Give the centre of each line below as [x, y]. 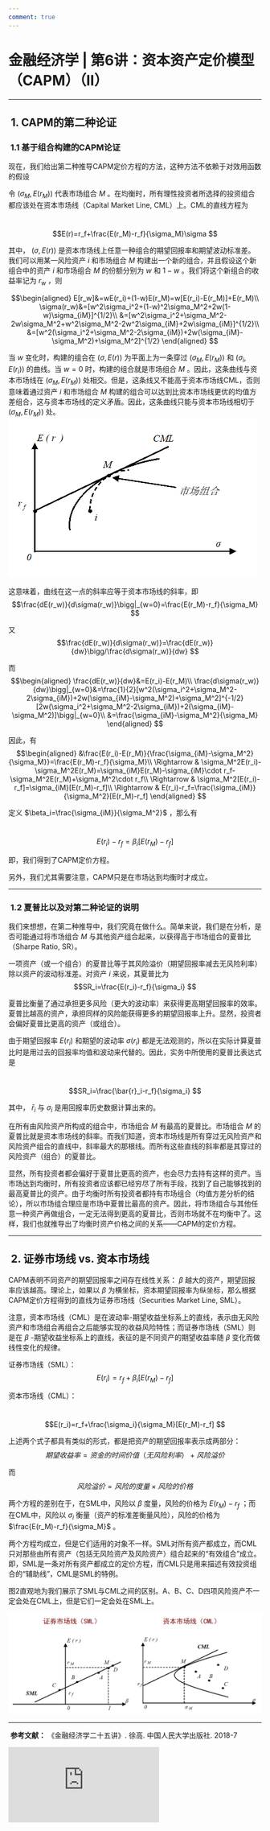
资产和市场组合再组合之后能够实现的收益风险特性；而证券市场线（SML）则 [132, 1327]
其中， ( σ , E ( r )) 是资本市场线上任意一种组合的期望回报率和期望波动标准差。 [132, 250]
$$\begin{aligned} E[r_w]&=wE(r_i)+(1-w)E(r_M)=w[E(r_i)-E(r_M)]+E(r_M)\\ [135, 298]
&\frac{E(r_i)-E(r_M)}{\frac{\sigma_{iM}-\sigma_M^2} [166, 753]
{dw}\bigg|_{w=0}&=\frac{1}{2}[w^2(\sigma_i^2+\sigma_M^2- [135, 690]
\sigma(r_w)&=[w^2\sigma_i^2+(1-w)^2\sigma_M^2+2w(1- [135, 307]
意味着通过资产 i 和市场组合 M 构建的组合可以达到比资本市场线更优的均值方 [133, 392]
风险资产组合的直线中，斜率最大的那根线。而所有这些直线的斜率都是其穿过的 [135, 1146]
